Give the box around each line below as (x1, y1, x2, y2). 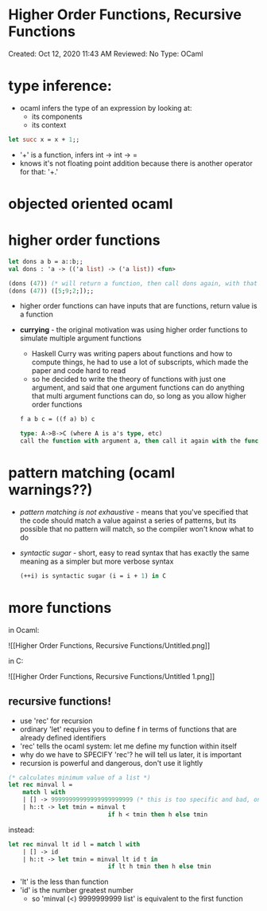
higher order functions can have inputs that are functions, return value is (19, 301, 257, 311)
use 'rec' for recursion (19, 716, 93, 725)
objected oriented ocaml (8, 194, 173, 213)
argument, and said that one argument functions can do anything (31, 383, 245, 392)
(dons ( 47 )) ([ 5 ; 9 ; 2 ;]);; (8, 287, 94, 295)
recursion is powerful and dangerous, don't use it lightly (19, 758, 203, 768)
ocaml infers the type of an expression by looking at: (19, 103, 192, 112)
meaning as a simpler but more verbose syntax (19, 556, 174, 566)
